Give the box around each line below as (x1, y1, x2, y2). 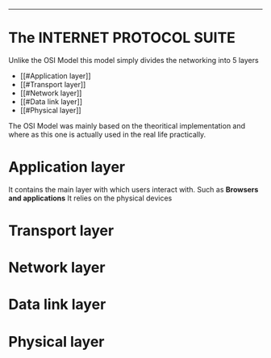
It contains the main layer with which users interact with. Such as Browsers (8, 184, 259, 194)
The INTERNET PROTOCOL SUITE (8, 29, 236, 47)
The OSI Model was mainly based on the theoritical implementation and (8, 120, 246, 130)
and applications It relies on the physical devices (8, 193, 173, 203)
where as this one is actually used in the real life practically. (8, 129, 206, 139)
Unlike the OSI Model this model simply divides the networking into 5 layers (8, 55, 260, 65)
